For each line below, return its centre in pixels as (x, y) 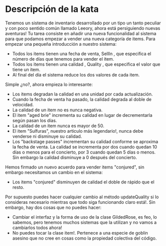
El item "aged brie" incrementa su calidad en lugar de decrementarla (82, 115)
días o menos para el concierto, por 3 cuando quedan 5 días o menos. (84, 152)
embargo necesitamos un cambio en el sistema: (54, 172)
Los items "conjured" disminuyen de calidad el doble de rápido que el (83, 182)
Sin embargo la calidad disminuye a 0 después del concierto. (75, 157)
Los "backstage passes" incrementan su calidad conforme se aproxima (85, 141)
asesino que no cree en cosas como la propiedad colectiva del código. (84, 238)
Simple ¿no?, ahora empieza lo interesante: (49, 84)
